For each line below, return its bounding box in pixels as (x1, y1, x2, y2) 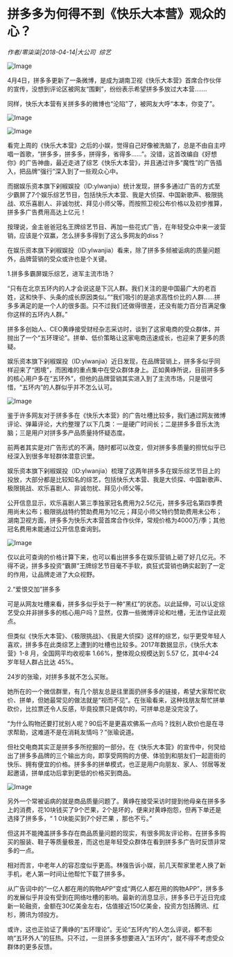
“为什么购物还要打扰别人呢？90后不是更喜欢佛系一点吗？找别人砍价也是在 (7, 719, 218, 727)
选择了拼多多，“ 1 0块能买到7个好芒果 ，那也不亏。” (7, 814, 153, 822)
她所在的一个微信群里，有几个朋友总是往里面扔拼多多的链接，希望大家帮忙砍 (7, 687, 226, 696)
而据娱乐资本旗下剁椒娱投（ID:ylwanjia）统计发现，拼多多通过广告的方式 (7, 182, 215, 190)
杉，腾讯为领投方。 (7, 910, 62, 919)
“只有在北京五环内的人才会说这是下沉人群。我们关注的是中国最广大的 (7, 284, 205, 292)
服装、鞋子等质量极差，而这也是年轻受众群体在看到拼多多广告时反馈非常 (19, 837, 226, 846)
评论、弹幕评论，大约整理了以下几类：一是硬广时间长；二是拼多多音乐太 (7, 420, 214, 428)
